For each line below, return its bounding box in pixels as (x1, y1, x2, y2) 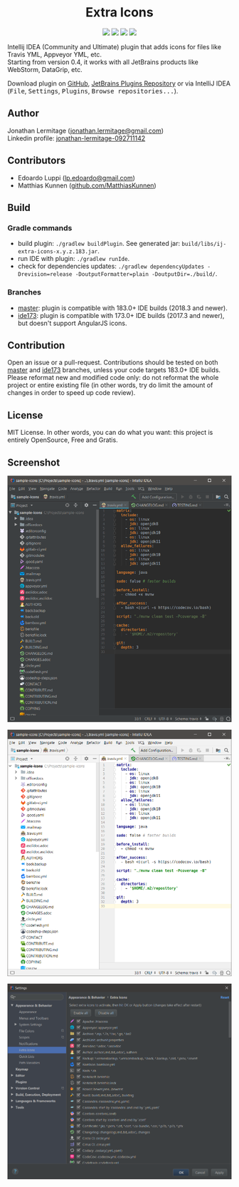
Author (7, 108, 39, 120)
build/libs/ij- (181, 240, 227, 248)
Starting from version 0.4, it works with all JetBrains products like (7, 58, 199, 66)
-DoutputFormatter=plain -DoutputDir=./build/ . (75, 269, 218, 278)
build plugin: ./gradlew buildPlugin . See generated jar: (17, 240, 180, 248)
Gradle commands (7, 222, 73, 232)
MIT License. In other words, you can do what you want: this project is (7, 428, 213, 437)
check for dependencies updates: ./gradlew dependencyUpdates (17, 262, 205, 271)
